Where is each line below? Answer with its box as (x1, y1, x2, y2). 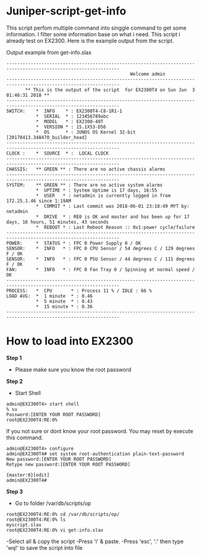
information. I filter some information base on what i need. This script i (6, 30, 181, 37)
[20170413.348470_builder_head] (6, 134, 87, 140)
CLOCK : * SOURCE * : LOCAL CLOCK (6, 150, 110, 156)
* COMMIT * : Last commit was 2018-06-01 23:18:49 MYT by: (36, 203, 190, 209)
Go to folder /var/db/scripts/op (14, 500, 91, 507)
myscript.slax (6, 521, 42, 528)
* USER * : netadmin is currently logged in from (36, 192, 171, 199)
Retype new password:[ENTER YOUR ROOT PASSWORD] (6, 461, 131, 468)
